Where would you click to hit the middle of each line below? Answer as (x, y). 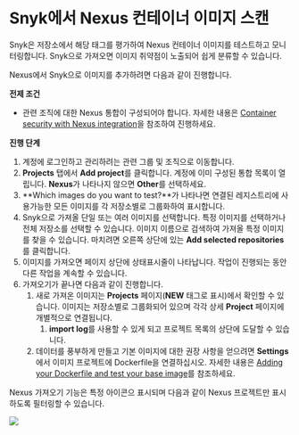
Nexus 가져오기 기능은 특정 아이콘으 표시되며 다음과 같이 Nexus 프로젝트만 (140, 392)
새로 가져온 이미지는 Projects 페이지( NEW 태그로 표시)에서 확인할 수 (155, 295)
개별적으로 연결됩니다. (74, 317)
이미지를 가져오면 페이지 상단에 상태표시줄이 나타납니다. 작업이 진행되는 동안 (154, 262)
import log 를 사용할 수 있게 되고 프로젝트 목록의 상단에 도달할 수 (161, 328)
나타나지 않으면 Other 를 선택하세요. (144, 184)
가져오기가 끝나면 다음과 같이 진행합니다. (92, 284)
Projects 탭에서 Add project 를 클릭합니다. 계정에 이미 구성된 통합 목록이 (149, 172)
